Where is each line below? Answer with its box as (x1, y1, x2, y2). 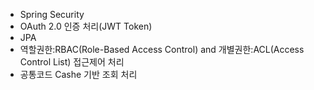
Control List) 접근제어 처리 (19, 56, 125, 68)
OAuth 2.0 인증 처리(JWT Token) (19, 20, 153, 32)
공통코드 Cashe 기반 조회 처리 (19, 69, 138, 80)
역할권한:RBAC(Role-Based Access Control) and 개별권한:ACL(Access (19, 44, 305, 55)
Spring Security (19, 9, 85, 20)
